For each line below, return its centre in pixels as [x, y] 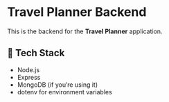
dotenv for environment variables [64, 92]
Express [29, 77]
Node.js [28, 69]
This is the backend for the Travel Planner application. [85, 31]
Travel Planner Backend [77, 12]
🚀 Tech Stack [36, 53]
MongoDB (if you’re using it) [57, 85]
